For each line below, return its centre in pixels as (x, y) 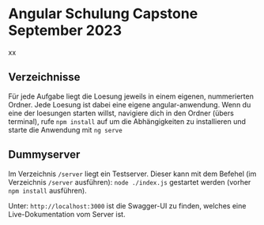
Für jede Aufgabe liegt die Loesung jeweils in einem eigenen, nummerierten (131, 96)
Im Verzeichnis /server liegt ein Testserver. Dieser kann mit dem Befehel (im (132, 174)
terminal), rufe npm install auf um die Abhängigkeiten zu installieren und (127, 121)
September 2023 (65, 30)
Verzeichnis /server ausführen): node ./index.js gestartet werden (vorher (130, 182)
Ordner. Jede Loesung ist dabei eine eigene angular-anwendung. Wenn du (130, 104)
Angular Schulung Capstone (103, 14)
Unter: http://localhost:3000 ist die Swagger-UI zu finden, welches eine (127, 205)
